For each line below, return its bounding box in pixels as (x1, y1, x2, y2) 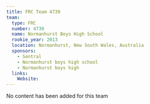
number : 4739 (11, 25, 45, 32)
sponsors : (11, 48, 36, 54)
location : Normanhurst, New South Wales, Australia (11, 43, 145, 49)
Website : (17, 76, 39, 82)
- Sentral (17, 54, 42, 60)
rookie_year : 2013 (11, 37, 58, 43)
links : (11, 70, 28, 76)
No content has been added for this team (6, 93, 108, 100)
